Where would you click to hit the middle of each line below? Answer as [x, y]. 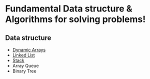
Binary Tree [24, 71]
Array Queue [25, 66]
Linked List [23, 55]
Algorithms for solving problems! [75, 19]
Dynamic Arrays [29, 50]
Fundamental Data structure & [69, 9]
